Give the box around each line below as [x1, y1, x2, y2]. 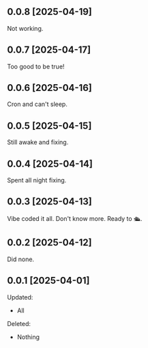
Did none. [7, 255, 35, 263]
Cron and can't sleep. [7, 100, 68, 109]
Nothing [16, 332, 40, 341]
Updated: [7, 293, 33, 301]
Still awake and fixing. [7, 138, 69, 146]
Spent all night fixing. [7, 176, 67, 185]
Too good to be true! [7, 62, 65, 70]
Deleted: [7, 319, 31, 327]
